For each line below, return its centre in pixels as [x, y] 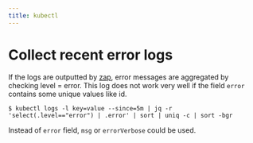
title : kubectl [33, 15]
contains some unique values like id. [68, 94]
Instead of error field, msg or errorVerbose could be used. [102, 130]
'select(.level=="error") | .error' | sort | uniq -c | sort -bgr [121, 115]
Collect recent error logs [91, 54]
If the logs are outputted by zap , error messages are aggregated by [119, 77]
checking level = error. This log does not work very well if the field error [127, 85]
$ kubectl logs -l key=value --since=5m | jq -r [90, 108]
